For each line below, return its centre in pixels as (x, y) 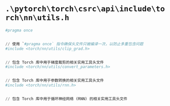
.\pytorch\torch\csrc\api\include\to (85, 9)
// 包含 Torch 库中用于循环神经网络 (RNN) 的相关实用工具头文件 (66, 99)
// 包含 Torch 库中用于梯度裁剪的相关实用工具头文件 (55, 62)
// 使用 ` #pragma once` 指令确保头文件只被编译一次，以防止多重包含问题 (74, 44)
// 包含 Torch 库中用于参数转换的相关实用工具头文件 (55, 81)
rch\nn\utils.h (37, 18)
